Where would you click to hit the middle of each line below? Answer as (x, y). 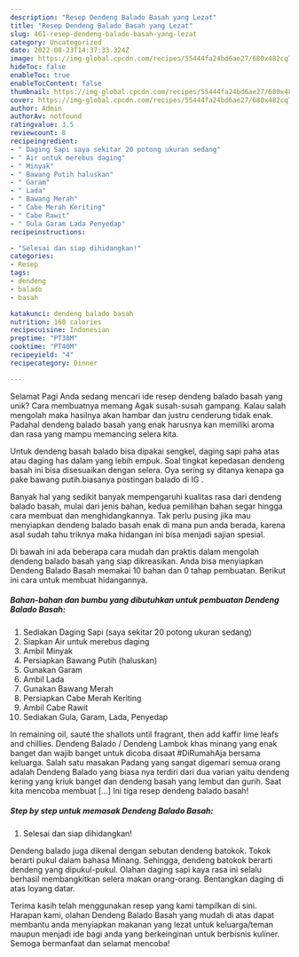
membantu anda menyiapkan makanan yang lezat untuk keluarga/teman (142, 924)
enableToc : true (40, 75)
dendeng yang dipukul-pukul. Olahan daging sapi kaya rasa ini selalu (136, 869)
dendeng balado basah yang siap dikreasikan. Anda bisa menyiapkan (137, 561)
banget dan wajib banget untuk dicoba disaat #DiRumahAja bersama (135, 753)
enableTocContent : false (56, 83)
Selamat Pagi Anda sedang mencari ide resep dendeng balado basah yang (146, 396)
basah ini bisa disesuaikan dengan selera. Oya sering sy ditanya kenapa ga (147, 470)
